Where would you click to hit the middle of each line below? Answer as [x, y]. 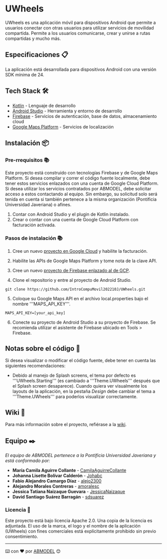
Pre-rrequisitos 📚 [27, 160]
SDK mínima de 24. [25, 74]
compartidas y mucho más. [33, 38]
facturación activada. [34, 225]
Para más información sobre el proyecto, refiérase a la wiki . [66, 425]
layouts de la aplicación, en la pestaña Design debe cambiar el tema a [84, 391]
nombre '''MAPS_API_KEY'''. [41, 304]
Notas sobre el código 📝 [43, 348]
